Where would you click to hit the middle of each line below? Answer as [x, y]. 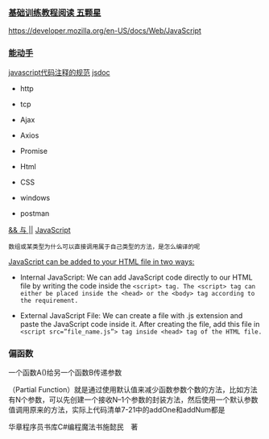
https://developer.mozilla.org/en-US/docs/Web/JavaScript [105, 31]
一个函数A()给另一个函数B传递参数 [65, 372]
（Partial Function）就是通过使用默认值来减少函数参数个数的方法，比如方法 [133, 389]
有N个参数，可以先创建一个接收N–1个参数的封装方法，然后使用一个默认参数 [133, 400]
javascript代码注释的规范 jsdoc [59, 72]
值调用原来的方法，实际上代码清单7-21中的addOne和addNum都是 [117, 409]
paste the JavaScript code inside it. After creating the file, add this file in [140, 324]
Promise [34, 151]
